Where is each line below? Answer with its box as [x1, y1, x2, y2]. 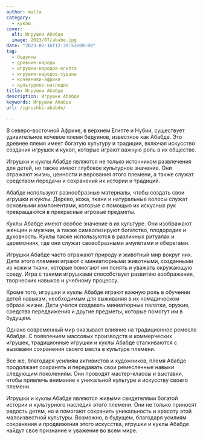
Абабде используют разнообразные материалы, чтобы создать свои [6, 188, 185, 196]
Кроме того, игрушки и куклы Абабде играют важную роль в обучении [6, 288, 190, 296]
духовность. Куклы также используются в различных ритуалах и [6, 233, 175, 240]
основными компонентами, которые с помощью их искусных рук [6, 201, 176, 209]
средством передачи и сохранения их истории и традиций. [6, 177, 161, 184]
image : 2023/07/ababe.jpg [11, 37, 77, 43]
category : [6, 15, 31, 21]
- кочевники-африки [11, 76, 61, 82]
